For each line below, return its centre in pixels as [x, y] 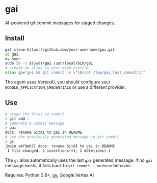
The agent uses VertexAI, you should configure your [58, 82]
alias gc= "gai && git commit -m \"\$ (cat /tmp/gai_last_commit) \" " [76, 73]
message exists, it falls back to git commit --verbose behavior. [69, 165]
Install [15, 38]
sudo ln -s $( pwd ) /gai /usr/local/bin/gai [49, 63]
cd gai [12, 54]
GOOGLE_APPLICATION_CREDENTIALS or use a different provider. [65, 87]
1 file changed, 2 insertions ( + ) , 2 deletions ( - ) [59, 151]
